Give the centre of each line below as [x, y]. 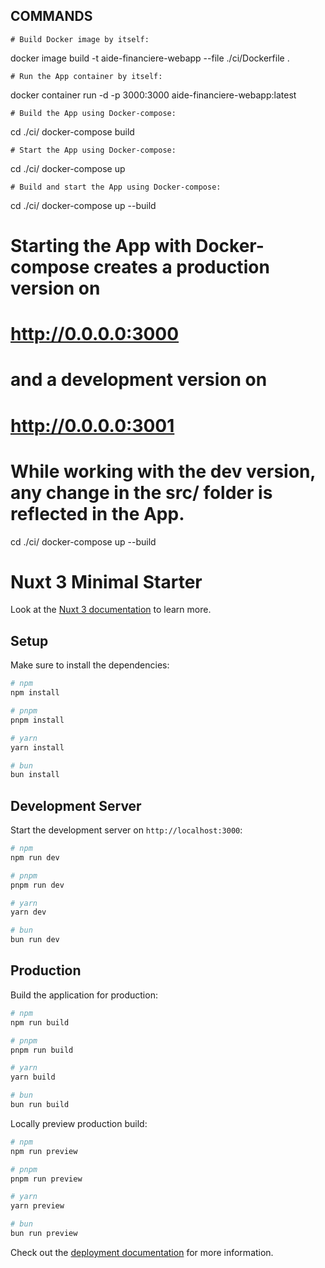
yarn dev [28, 912]
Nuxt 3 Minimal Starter [106, 581]
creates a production [181, 267]
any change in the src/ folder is [141, 492]
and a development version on [139, 380]
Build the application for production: [84, 995]
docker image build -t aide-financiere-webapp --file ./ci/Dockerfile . [150, 58]
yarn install [37, 747]
